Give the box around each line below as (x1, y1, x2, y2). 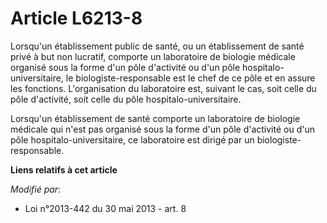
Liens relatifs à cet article (10, 163, 118, 176)
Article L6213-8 (10, 7, 143, 30)
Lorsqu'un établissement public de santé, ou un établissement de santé (10, 40, 305, 52)
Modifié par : (10, 183, 62, 195)
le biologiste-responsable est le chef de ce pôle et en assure (65, 72, 316, 84)
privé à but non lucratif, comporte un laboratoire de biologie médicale (10, 50, 296, 62)
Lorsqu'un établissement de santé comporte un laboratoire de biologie (10, 112, 301, 124)
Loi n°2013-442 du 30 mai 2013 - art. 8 (24, 202, 187, 214)
